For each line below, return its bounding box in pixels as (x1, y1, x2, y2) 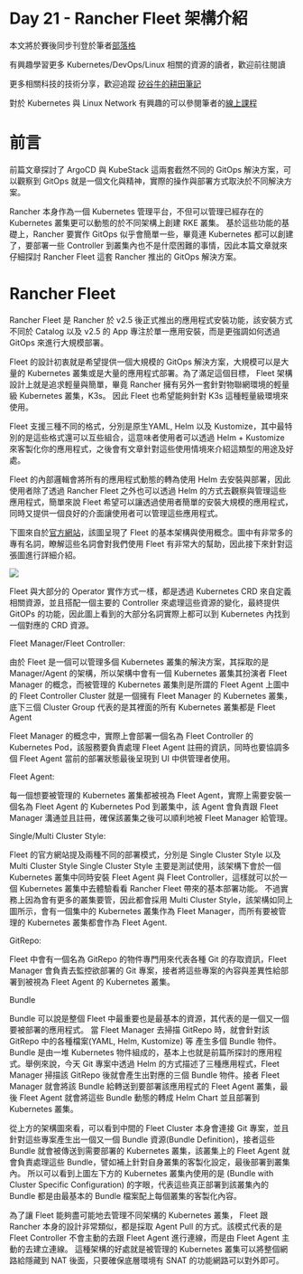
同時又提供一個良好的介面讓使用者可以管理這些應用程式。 (9, 507, 223, 518)
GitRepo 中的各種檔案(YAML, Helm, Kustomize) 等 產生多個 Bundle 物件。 (9, 1035, 281, 1046)
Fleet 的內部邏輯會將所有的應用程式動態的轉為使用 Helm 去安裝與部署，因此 (9, 474, 291, 485)
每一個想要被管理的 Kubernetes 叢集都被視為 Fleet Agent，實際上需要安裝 (9, 789, 284, 800)
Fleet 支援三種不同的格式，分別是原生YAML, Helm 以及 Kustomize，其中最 (9, 420, 286, 431)
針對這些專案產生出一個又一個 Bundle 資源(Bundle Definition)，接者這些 (9, 1134, 275, 1145)
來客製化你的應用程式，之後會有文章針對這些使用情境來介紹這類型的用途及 (9, 443, 286, 454)
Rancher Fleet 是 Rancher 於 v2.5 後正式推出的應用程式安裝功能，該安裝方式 (9, 314, 293, 326)
